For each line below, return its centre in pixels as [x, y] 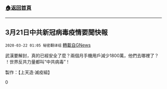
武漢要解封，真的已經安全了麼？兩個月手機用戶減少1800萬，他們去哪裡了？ [82, 56]
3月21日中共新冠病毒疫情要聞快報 [56, 32]
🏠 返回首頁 [18, 7]
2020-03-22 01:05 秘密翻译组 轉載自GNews [48, 45]
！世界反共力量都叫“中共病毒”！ [38, 62]
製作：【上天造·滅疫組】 [29, 72]
